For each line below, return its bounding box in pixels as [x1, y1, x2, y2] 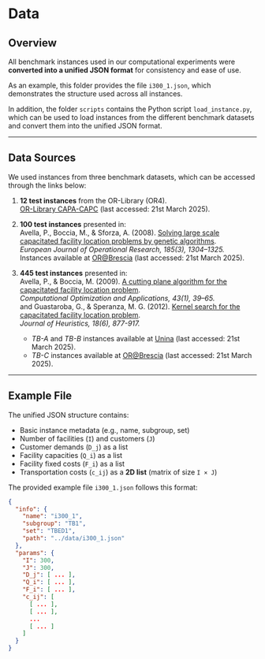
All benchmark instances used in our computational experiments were [8, 57, 235, 66]
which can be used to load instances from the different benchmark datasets [8, 113, 255, 122]
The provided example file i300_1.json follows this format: [8, 482, 198, 492]
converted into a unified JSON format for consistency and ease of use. [8, 65, 242, 75]
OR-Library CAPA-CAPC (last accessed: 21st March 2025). [19, 204, 211, 214]
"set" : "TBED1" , [22, 527, 77, 535]
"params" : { [15, 549, 55, 557]
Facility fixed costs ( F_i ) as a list [19, 459, 125, 468]
